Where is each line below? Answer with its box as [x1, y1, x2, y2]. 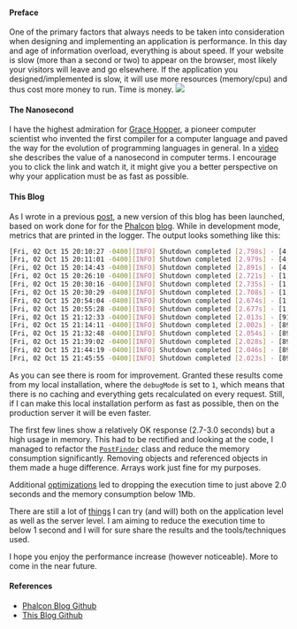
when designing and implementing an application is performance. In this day [9, 36, 287, 47]
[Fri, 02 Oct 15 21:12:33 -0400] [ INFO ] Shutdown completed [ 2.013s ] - [9, 312, 275, 322]
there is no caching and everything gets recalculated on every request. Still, [9, 388, 286, 399]
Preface [9, 7, 39, 18]
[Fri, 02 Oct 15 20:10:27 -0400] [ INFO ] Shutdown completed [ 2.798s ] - [9, 247, 275, 256]
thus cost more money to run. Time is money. [9, 84, 174, 95]
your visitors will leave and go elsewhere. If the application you [9, 65, 239, 75]
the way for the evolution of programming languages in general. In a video [9, 142, 279, 154]
